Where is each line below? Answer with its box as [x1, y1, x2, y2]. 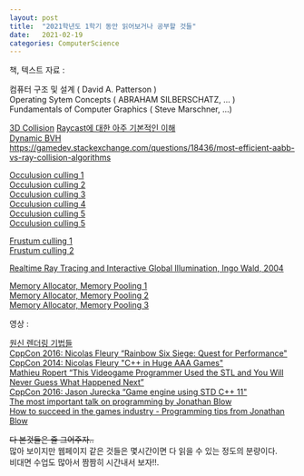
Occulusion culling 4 [9, 199, 86, 210]
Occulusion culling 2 [9, 179, 86, 191]
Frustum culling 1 [9, 235, 73, 246]
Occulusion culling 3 [9, 189, 86, 200]
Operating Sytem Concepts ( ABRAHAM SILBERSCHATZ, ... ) [9, 94, 236, 105]
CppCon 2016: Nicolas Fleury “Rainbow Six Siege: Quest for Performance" [9, 348, 288, 359]
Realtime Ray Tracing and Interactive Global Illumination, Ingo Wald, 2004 [9, 263, 284, 273]
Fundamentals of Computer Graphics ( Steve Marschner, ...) [9, 104, 233, 114]
